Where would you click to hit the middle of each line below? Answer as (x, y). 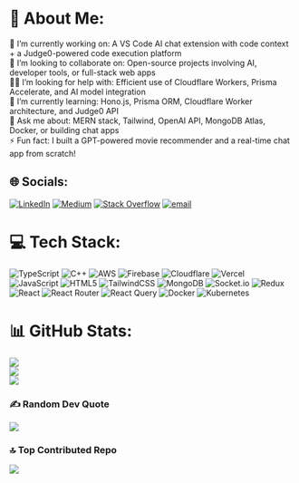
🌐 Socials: (39, 182)
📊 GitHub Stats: (71, 331)
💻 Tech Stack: (65, 241)
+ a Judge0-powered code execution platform (96, 53)
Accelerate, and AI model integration (78, 92)
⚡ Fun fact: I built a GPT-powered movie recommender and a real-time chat (149, 140)
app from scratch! (43, 153)
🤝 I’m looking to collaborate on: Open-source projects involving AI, (133, 63)
